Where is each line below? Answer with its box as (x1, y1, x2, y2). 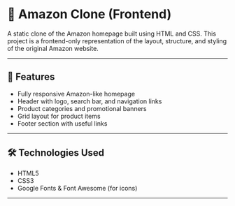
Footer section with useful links (17, 119, 108, 128)
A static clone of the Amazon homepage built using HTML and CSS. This (7, 29, 217, 38)
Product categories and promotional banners (17, 104, 147, 112)
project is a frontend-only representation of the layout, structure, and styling (7, 36, 227, 45)
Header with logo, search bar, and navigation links (17, 97, 162, 105)
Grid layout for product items (17, 112, 101, 120)
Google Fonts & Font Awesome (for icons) (17, 184, 138, 192)
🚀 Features (7, 71, 55, 83)
